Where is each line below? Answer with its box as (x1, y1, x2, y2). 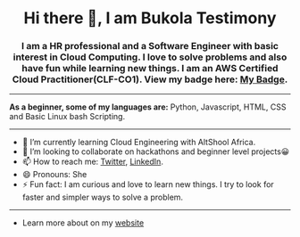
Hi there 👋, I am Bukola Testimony (23, 8, 277, 29)
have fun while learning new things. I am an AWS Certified (21, 62, 279, 75)
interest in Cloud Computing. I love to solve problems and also (12, 51, 287, 63)
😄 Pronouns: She (21, 169, 87, 180)
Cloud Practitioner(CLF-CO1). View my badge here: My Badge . (12, 73, 288, 86)
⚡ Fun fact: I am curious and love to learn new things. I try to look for (21, 179, 274, 190)
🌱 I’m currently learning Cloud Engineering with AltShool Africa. (21, 137, 256, 148)
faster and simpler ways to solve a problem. (21, 192, 184, 203)
